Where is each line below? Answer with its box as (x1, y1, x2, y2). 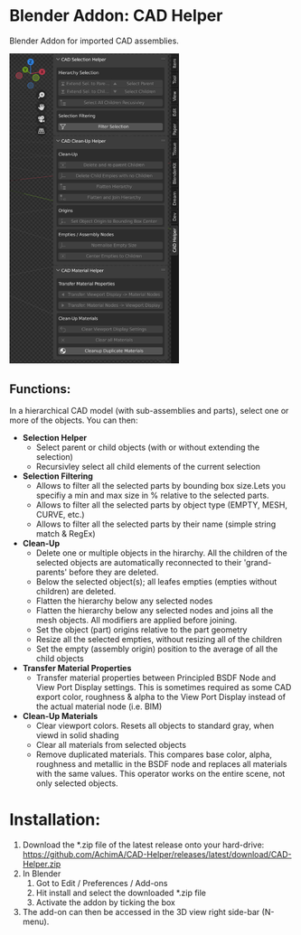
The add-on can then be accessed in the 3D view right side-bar (22, 907, 260, 918)
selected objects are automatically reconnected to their (35, 557, 242, 568)
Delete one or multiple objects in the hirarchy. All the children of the (35, 547, 287, 558)
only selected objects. (35, 778, 119, 789)
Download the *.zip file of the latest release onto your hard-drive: (22, 839, 265, 850)
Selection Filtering (22, 471, 93, 482)
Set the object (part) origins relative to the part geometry (35, 624, 248, 635)
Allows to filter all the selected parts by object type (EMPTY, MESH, (35, 500, 287, 510)
